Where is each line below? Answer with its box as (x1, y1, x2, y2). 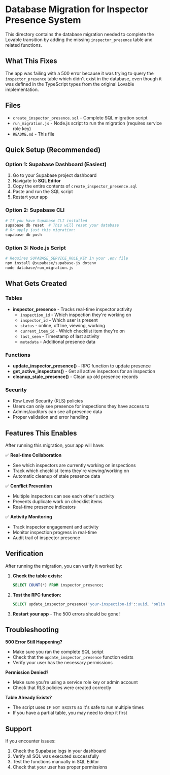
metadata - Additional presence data (20, 338, 95, 345)
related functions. (5, 42, 42, 48)
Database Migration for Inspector (5, 4, 149, 15)
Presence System (5, 14, 81, 26)
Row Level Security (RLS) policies (12, 398, 83, 404)
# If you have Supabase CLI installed (5, 218, 87, 223)
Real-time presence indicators (12, 504, 76, 510)
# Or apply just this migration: (5, 228, 76, 233)
